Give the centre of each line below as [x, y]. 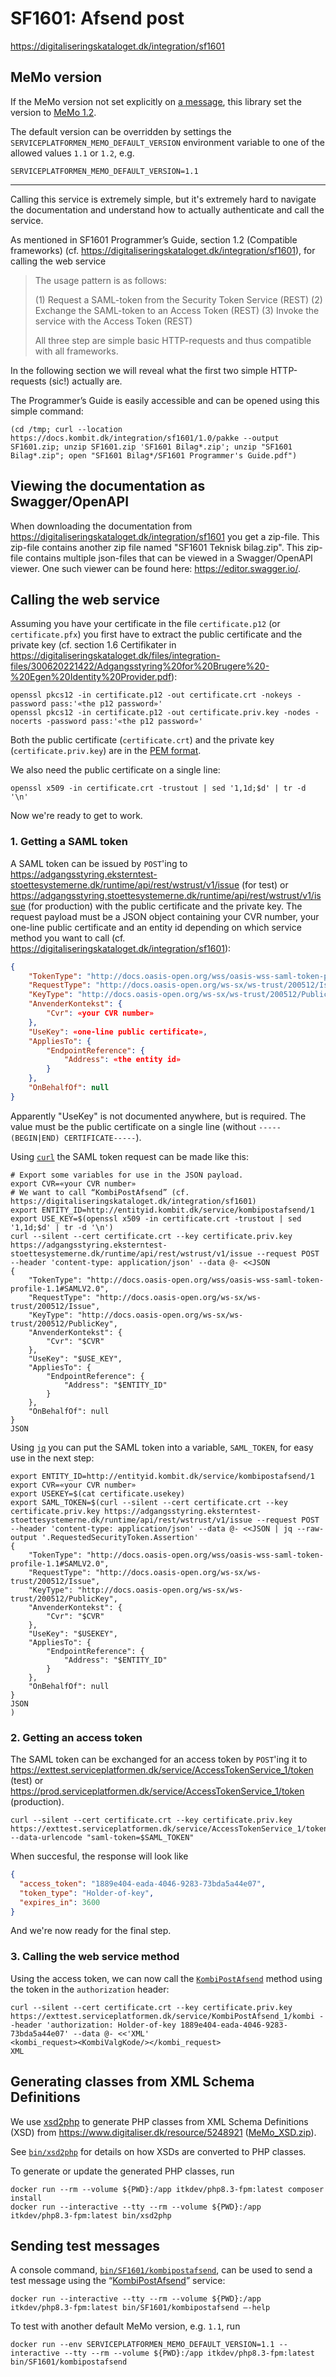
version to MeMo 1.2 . [53, 112]
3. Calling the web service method [95, 1957]
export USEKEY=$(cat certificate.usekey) [98, 1493]
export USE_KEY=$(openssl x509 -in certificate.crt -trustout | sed [156, 1218]
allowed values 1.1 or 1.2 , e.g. [72, 153]
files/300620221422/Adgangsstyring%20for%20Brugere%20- [140, 666]
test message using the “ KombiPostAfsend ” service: [118, 2281]
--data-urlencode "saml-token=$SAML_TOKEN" [102, 1838]
